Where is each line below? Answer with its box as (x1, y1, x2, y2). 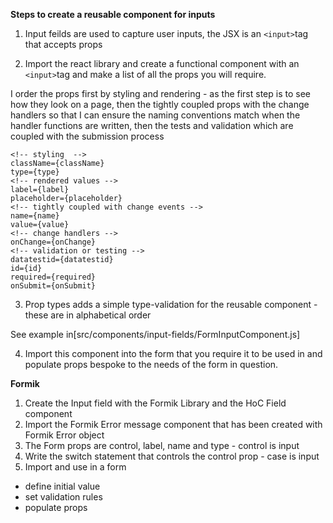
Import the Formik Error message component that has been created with (24, 419, 323, 430)
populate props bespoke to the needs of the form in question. (24, 359, 279, 370)
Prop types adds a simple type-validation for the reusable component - (24, 299, 318, 310)
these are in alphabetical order (24, 309, 152, 321)
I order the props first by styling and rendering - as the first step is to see (10, 88, 311, 99)
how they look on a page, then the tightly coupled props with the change (10, 99, 310, 110)
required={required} (10, 272, 97, 282)
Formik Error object (24, 429, 105, 441)
